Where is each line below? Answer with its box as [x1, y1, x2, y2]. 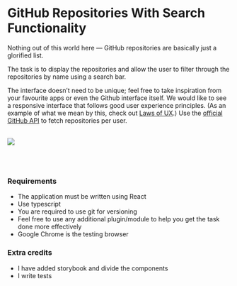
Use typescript [17, 200, 62, 209]
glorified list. [7, 51, 44, 60]
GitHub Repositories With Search [7, 5, 205, 21]
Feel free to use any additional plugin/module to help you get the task [17, 215, 220, 224]
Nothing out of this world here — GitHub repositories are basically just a [7, 43, 217, 52]
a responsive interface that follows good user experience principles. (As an [7, 101, 226, 109]
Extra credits [7, 248, 52, 258]
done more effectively [17, 222, 82, 231]
